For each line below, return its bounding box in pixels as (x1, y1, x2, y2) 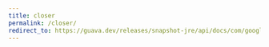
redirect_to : (8, 26, 52, 34)
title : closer (8, 11, 56, 20)
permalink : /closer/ (8, 19, 78, 27)
